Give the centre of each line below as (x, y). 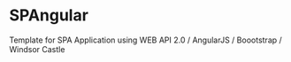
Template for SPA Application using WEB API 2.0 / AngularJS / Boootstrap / (146, 40)
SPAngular (49, 15)
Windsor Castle (37, 49)
